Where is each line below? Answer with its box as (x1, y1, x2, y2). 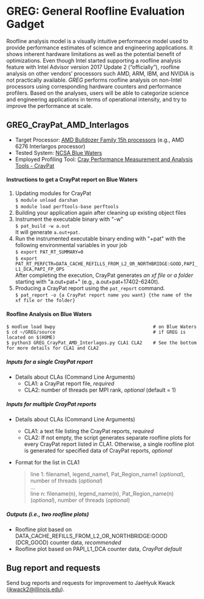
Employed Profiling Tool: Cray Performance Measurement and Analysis (15, 156, 193, 163)
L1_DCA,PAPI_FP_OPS (15, 266, 65, 272)
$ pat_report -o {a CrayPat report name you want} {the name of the (15, 292, 192, 298)
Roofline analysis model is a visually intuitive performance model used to (6, 37, 188, 45)
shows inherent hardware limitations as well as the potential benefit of (6, 50, 182, 57)
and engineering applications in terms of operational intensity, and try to (6, 96, 187, 103)
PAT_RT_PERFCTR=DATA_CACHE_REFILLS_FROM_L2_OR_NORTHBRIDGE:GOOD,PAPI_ (15, 260, 198, 267)
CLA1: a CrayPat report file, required (24, 380, 115, 387)
